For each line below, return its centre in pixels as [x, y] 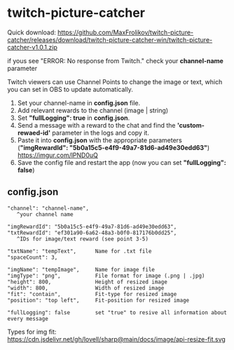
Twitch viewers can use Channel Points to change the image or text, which [115, 81]
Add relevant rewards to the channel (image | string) [93, 110]
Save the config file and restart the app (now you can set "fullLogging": [122, 162]
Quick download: [32, 32]
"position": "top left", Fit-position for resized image [98, 300]
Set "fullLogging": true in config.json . [74, 118]
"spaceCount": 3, [33, 257]
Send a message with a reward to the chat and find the [96, 125]
